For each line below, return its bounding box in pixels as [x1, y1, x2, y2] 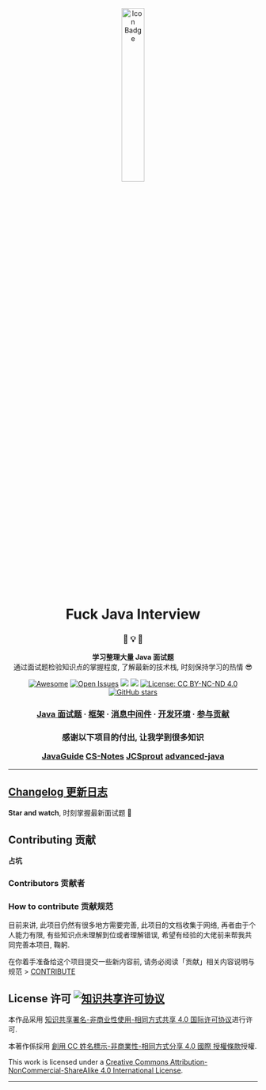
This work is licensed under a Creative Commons [8, 1057, 169, 1066]
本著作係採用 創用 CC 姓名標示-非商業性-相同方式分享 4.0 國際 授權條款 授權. [8, 1041, 257, 1050]
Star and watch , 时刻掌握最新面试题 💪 [8, 808, 132, 817]
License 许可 [8, 992, 71, 1005]
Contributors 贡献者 [8, 877, 85, 888]
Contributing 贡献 [8, 834, 97, 847]
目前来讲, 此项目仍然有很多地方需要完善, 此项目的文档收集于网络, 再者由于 [8, 920, 249, 929]
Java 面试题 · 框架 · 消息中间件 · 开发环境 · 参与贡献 [36, 709, 230, 720]
